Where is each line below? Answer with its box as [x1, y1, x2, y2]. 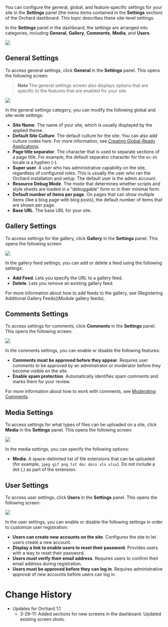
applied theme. [12, 127, 43, 133]
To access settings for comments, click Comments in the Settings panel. [5, 323, 156, 329]
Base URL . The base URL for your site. [12, 207, 92, 213]
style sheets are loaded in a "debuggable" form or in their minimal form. [12, 186, 160, 192]
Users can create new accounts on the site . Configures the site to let [12, 534, 156, 540]
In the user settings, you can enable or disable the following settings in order [5, 519, 163, 525]
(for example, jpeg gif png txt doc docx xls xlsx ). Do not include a [12, 461, 155, 467]
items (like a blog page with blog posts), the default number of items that [12, 196, 162, 202]
